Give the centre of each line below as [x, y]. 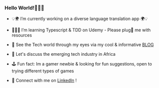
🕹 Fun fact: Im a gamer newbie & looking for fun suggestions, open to [82, 64]
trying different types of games [43, 71]
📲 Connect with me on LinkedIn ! [44, 81]
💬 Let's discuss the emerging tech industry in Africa [63, 54]
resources [22, 35]
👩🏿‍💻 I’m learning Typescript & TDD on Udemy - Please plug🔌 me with [81, 30]
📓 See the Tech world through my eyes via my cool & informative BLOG [83, 45]
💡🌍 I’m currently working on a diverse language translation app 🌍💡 [79, 19]
